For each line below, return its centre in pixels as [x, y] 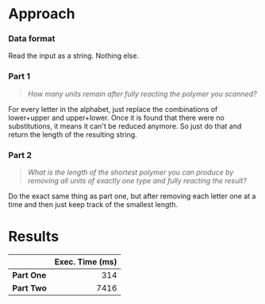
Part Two [30, 288]
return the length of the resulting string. [73, 134]
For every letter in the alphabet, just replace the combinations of [113, 109]
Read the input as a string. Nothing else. [74, 56]
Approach [42, 14]
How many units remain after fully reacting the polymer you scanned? [142, 94]
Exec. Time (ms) [86, 262]
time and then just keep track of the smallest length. [93, 205]
